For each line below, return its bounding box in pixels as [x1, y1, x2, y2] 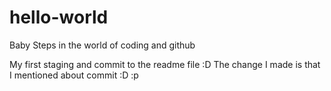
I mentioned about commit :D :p [9, 69, 139, 81]
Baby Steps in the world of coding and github [9, 39, 196, 51]
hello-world [9, 6, 109, 29]
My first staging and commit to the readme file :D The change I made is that [9, 58, 321, 70]
